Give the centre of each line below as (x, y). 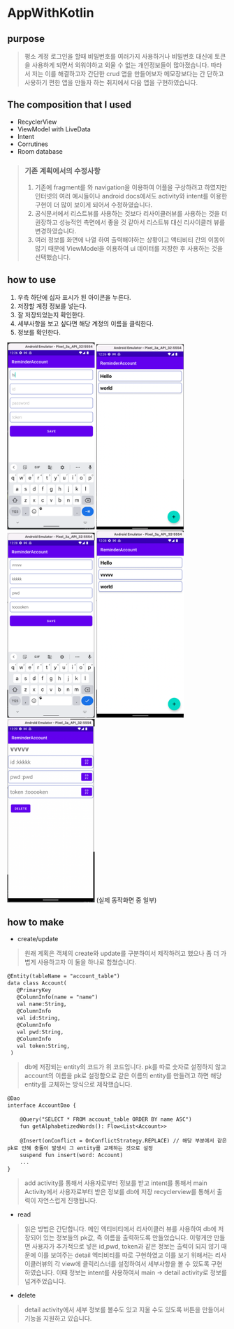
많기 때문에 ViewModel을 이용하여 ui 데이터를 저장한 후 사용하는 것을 (129, 249)
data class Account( (37, 983)
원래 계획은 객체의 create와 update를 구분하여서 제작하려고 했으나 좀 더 (122, 953)
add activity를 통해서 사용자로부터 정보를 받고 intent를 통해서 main (116, 1183)
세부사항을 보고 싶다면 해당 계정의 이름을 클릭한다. (85, 324)
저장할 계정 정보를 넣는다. (52, 306)
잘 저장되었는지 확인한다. (51, 314)
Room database (40, 151)
